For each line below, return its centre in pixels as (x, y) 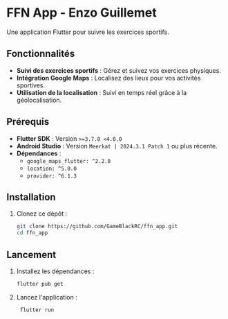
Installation (31, 197)
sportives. (31, 85)
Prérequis (28, 122)
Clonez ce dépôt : (42, 214)
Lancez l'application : (47, 297)
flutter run (37, 310)
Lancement (31, 255)
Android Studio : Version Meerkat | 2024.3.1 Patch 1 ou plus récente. (117, 146)
